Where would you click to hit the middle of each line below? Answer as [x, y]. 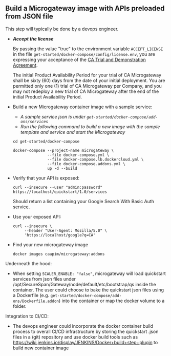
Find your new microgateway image [50, 244]
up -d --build [62, 168]
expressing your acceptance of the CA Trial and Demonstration [79, 60]
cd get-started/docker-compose [46, 141]
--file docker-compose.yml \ [78, 155]
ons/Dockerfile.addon [36, 301]
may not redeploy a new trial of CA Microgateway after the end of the [86, 91]
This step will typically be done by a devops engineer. [62, 29]
